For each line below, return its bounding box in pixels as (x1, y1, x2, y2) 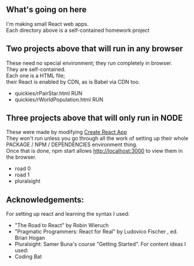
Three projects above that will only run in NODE (6, 113, 183, 123)
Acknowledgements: (6, 195, 84, 205)
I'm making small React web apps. (6, 20, 89, 27)
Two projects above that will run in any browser (6, 44, 183, 54)
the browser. (6, 153, 37, 161)
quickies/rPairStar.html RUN (14, 90, 83, 97)
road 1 (14, 171, 30, 179)
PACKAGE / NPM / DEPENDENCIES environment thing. (6, 141, 138, 148)
